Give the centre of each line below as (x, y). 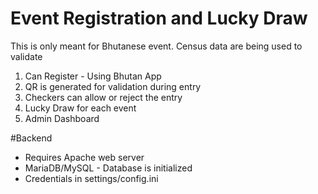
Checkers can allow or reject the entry (103, 97)
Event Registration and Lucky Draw (159, 18)
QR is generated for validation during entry (113, 86)
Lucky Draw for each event (80, 108)
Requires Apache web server (84, 157)
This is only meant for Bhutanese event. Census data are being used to (156, 46)
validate (26, 56)
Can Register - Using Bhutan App (93, 76)
